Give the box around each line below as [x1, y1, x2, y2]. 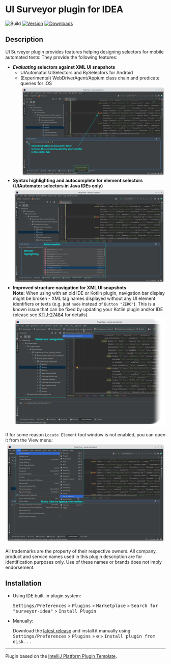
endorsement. [5, 564, 35, 570]
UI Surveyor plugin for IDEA [5, 4, 124, 15]
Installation [5, 579, 42, 588]
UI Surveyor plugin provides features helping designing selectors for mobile [5, 48, 164, 54]
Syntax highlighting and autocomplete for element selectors [12, 177, 143, 183]
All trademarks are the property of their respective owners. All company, [5, 548, 157, 554]
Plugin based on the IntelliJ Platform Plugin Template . [5, 653, 117, 659]
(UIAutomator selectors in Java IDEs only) [12, 183, 103, 189]
